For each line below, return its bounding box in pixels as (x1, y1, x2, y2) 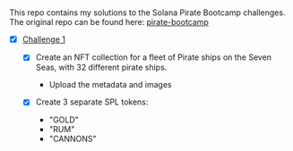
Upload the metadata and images (48, 80, 172, 90)
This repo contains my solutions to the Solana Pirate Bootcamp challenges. (9, 7, 286, 18)
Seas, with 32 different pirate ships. (35, 62, 168, 73)
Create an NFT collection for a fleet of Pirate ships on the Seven (35, 52, 271, 63)
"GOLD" (48, 114, 79, 125)
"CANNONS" (48, 133, 97, 145)
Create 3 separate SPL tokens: (35, 96, 149, 107)
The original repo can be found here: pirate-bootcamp (9, 17, 209, 28)
